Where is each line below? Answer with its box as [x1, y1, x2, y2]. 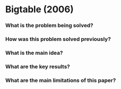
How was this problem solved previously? [5, 36, 111, 43]
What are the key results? [5, 63, 70, 70]
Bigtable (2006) [5, 4, 74, 15]
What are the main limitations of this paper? [5, 77, 116, 84]
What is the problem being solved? [5, 22, 93, 29]
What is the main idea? [5, 49, 63, 56]
